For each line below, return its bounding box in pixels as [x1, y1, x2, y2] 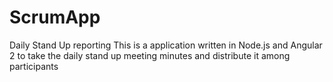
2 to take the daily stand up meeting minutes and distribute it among [9, 49, 291, 61]
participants [9, 60, 59, 72]
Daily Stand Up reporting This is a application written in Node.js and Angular [9, 39, 323, 51]
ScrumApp [9, 6, 101, 29]
